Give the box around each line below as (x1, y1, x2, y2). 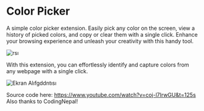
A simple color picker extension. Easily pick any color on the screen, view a (6, 24, 195, 32)
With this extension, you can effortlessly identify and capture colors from (6, 61, 189, 68)
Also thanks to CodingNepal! (6, 98, 78, 105)
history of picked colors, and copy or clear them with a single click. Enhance (6, 30, 198, 38)
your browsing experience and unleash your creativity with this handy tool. (6, 37, 194, 45)
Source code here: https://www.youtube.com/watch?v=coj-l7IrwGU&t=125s (6, 91, 196, 98)
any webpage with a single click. (6, 67, 88, 74)
